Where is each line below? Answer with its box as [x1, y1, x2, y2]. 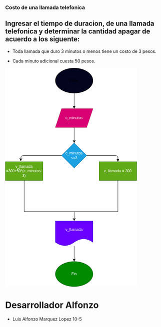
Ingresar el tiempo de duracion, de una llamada [5, 19, 154, 28]
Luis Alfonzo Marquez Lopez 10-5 [12, 316, 82, 322]
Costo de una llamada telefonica [5, 4, 85, 11]
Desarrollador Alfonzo [5, 299, 99, 311]
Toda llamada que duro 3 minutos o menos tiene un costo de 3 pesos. [12, 48, 156, 54]
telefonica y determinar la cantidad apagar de [5, 27, 150, 36]
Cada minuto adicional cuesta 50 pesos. [12, 58, 95, 64]
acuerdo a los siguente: [5, 35, 80, 43]
